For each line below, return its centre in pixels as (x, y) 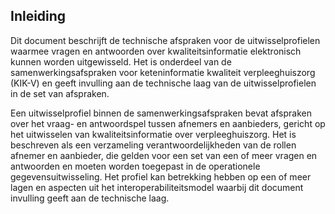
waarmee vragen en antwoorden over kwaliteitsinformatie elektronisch (156, 51)
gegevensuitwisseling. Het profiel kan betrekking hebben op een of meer (161, 176)
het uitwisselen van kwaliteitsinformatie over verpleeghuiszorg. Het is (153, 134)
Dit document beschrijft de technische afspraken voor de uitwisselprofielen (165, 40)
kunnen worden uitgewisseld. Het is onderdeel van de (121, 61)
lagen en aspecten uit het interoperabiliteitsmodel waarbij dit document (157, 187)
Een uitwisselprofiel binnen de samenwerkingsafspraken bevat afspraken (161, 113)
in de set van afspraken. (60, 93)
